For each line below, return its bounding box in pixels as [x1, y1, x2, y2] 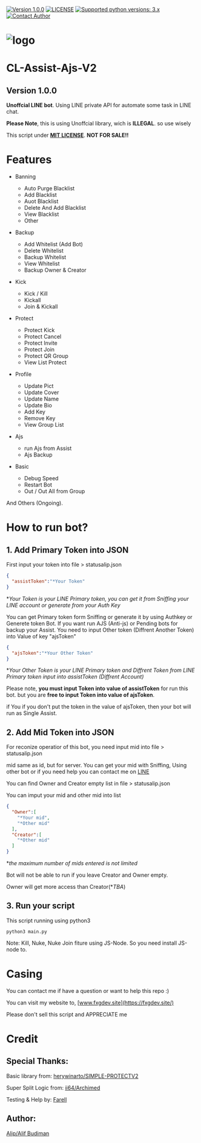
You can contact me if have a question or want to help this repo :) [6, 987, 170, 994]
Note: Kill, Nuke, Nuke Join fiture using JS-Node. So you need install [6, 939, 177, 947]
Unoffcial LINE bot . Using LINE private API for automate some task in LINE [6, 102, 192, 109]
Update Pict [24, 382, 54, 390]
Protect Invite [24, 339, 58, 347]
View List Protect [24, 359, 67, 366]
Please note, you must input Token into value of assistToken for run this [6, 685, 189, 692]
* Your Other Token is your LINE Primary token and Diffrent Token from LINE [6, 666, 195, 674]
